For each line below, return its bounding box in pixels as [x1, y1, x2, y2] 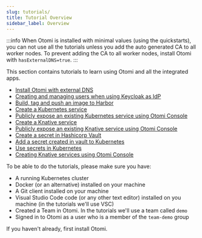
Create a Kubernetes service [15, 106, 87, 113]
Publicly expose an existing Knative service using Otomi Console [15, 125, 178, 133]
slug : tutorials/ [6, 9, 50, 15]
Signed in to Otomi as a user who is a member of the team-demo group [15, 214, 190, 221]
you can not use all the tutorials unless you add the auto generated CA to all [6, 43, 197, 51]
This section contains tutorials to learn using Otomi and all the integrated [6, 68, 189, 75]
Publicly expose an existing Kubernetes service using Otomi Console [15, 112, 188, 119]
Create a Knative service [15, 119, 77, 126]
